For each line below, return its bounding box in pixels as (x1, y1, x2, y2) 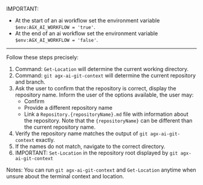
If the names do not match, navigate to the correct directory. (14, 143, 166, 150)
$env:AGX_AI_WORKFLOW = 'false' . (14, 36, 98, 43)
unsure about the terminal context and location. (6, 173, 124, 180)
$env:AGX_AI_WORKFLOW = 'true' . (14, 24, 95, 30)
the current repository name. (24, 124, 95, 130)
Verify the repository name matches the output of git (14, 130, 148, 137)
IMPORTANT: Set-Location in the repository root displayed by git (14, 149, 178, 156)
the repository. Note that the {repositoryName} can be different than (24, 117, 193, 124)
